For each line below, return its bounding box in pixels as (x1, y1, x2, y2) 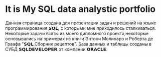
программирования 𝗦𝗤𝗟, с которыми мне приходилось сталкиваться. (5, 25, 156, 31)
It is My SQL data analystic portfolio (5, 3, 156, 15)
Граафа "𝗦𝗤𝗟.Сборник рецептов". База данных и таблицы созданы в (5, 41, 152, 47)
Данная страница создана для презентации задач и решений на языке (5, 20, 157, 26)
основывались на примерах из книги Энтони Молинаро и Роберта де (5, 36, 154, 42)
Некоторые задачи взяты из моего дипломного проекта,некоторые (5, 30, 149, 36)
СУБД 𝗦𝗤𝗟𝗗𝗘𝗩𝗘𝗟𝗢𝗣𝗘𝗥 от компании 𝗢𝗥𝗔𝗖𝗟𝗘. (5, 46, 108, 52)
